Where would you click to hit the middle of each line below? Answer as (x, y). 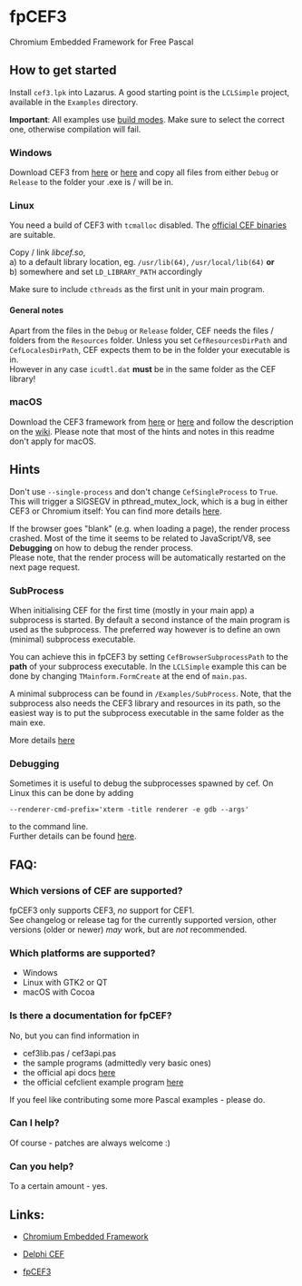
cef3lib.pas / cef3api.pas (69, 1053)
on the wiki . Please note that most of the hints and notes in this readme (142, 431)
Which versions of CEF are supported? (96, 890)
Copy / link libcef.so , (48, 252)
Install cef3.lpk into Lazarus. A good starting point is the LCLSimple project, (150, 92)
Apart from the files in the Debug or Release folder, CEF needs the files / (141, 330)
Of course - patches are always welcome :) (90, 1143)
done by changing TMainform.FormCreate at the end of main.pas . (128, 676)
